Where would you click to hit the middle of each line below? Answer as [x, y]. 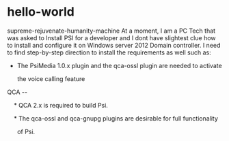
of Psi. [26, 131]
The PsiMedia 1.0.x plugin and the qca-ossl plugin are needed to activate [119, 65]
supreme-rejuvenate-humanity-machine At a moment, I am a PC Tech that [111, 31]
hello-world [41, 12]
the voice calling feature [51, 78]
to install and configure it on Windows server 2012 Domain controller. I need [114, 45]
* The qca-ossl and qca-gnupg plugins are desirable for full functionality [116, 118]
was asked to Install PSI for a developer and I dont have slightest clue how [112, 37]
